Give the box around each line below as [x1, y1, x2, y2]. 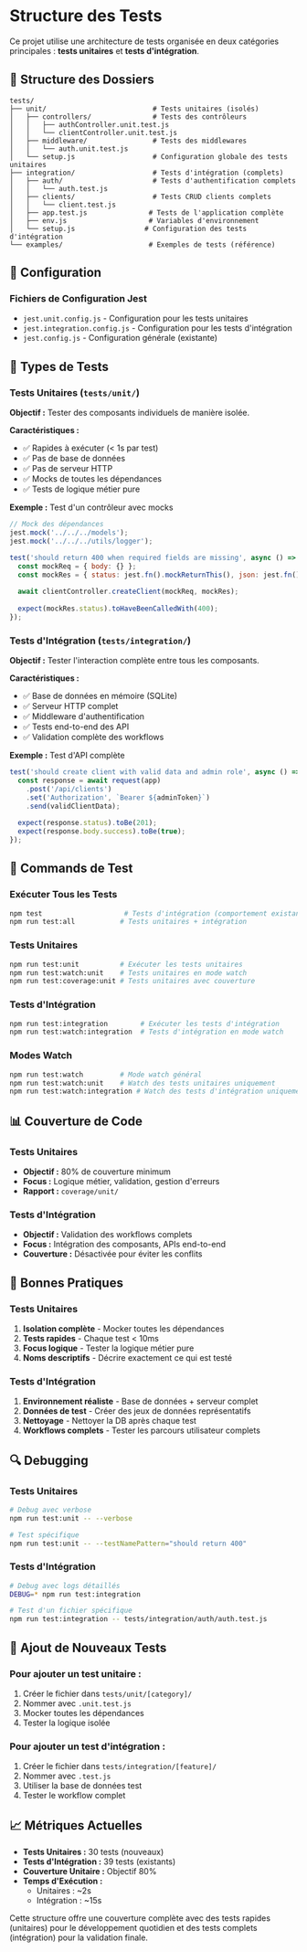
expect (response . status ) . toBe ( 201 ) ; [17, 819, 157, 828]
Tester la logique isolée [22, 1717, 111, 1728]
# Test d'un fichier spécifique [9, 1606, 132, 1616]
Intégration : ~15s [36, 1895, 102, 1905]
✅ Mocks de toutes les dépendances [22, 473, 163, 484]
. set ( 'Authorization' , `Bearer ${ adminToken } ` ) [26, 792, 210, 802]
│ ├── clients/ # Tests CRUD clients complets [9, 192, 272, 201]
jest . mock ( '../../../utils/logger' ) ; [9, 536, 153, 546]
